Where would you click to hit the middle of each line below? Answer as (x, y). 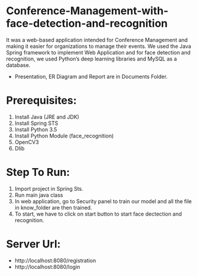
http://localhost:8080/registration (55, 260)
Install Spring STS (36, 123)
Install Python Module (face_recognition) (64, 136)
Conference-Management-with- (87, 11)
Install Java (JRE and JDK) (47, 117)
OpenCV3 (27, 142)
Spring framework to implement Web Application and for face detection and (98, 52)
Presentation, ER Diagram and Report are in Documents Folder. (91, 76)
